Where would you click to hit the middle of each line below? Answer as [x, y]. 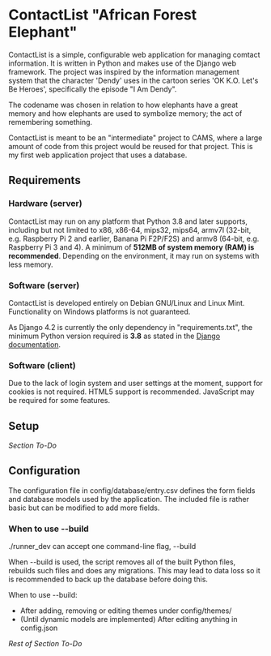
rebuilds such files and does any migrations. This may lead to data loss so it [134, 571]
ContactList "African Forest [103, 15]
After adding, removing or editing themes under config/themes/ [126, 611]
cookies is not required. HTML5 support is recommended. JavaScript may [131, 392]
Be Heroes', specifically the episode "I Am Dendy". [93, 89]
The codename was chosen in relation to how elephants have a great [123, 105]
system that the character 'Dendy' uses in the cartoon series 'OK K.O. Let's [133, 80]
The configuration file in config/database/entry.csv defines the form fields [132, 490]
